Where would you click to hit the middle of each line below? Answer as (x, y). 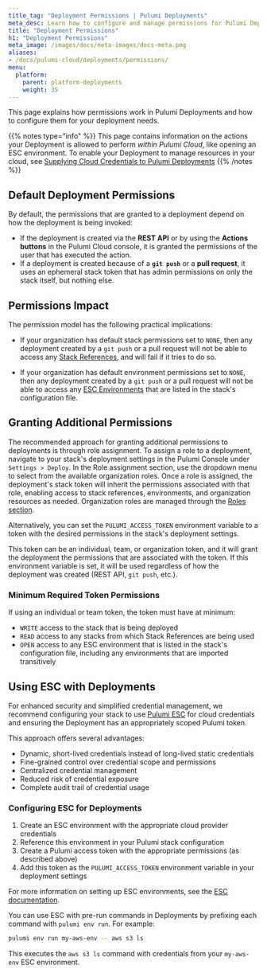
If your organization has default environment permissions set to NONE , (133, 372)
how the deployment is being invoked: (70, 223)
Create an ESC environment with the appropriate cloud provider (124, 826)
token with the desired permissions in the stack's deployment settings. (124, 533)
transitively (38, 662)
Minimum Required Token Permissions (84, 595)
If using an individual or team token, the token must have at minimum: (122, 612)
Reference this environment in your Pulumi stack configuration (122, 842)
